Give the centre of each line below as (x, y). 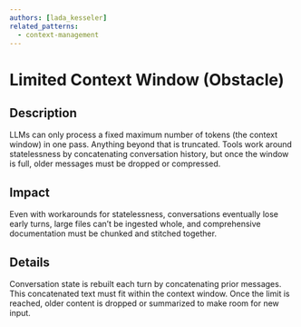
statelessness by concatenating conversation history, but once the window (149, 154)
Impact (29, 192)
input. (20, 313)
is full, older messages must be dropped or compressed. (115, 163)
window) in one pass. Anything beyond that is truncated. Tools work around (151, 144)
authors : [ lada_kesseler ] (58, 18)
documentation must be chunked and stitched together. (113, 233)
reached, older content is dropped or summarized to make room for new (144, 303)
